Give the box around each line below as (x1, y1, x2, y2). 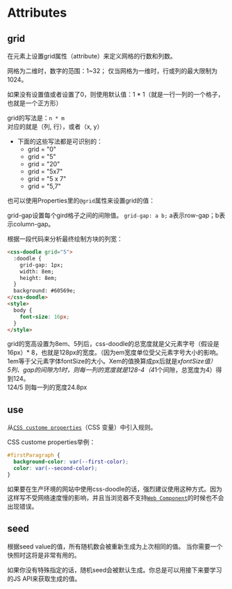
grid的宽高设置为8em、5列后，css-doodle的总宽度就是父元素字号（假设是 (7, 340, 220, 348)
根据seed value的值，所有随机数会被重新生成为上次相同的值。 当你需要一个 (7, 542, 223, 551)
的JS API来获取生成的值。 (7, 574, 81, 583)
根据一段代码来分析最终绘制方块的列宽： (7, 235, 123, 243)
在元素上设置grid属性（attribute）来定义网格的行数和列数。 (7, 52, 177, 60)
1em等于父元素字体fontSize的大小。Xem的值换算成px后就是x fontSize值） (7, 357, 217, 366)
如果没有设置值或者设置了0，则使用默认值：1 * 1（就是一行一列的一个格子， (7, 91, 224, 98)
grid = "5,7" (27, 182, 61, 190)
